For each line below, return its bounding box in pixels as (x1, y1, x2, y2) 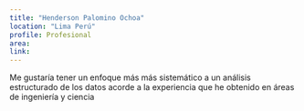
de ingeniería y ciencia (9, 92, 95, 103)
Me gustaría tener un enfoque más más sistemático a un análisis (9, 72, 251, 83)
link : (9, 47, 30, 56)
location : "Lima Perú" (9, 22, 96, 31)
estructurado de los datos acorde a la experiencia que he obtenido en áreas (9, 82, 295, 93)
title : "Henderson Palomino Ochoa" (9, 13, 145, 23)
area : (9, 38, 30, 48)
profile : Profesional (9, 30, 92, 39)
